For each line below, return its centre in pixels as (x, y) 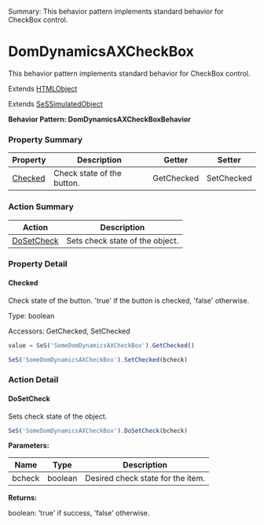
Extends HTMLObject (43, 88)
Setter (229, 160)
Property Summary (46, 140)
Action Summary (41, 207)
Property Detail (38, 264)
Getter (176, 160)
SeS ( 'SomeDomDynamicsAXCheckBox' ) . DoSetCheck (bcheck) (98, 430)
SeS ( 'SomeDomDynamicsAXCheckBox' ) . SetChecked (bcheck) (98, 359)
